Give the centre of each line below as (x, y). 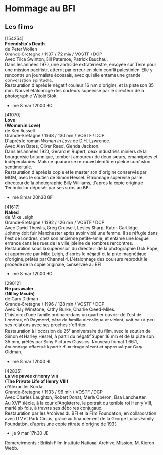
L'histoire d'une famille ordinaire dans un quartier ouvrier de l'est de (73, 314)
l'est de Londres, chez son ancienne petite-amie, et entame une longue (77, 238)
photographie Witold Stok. (31, 96)
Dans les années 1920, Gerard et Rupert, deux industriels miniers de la (76, 151)
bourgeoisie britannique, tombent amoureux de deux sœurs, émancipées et (81, 157)
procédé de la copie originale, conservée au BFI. (54, 264)
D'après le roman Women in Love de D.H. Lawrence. (58, 141)
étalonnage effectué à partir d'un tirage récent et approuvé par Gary (74, 347)
